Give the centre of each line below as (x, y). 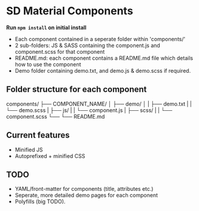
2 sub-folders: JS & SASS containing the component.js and (87, 45)
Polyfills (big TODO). (40, 201)
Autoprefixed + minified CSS (50, 156)
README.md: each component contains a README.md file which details (104, 58)
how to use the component (48, 64)
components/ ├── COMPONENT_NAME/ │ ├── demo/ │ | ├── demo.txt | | (99, 104)
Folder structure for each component (76, 90)
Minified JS (29, 150)
